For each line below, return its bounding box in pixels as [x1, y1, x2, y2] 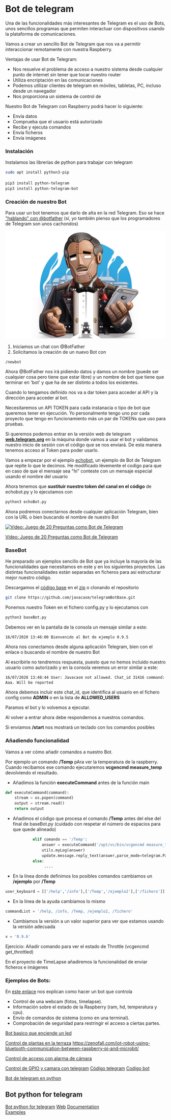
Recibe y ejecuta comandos [12, 124, 71, 130]
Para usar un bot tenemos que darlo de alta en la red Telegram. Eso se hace [5, 210, 164, 216]
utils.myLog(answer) [41, 848, 85, 853]
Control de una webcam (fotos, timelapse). [12, 999, 103, 1005]
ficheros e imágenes [5, 964, 48, 970]
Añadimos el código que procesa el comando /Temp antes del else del [12, 815, 161, 822]
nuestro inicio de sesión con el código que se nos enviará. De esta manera [5, 442, 162, 448]
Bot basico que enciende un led [5, 1030, 72, 1037]
